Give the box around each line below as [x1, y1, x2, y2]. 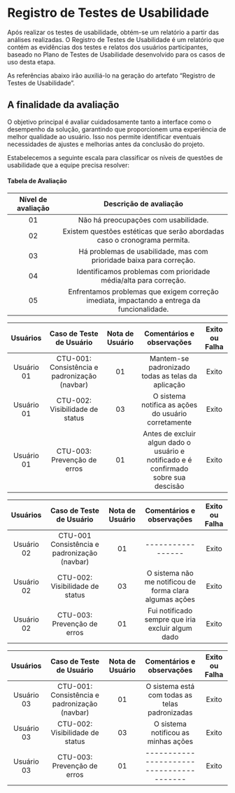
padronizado [148, 362, 190, 372]
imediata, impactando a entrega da [86, 295, 201, 305]
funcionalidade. [117, 304, 169, 314]
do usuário [151, 408, 187, 418]
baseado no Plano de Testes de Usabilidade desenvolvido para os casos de [7, 50, 225, 59]
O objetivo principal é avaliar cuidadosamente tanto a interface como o [7, 117, 212, 126]
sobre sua [152, 472, 186, 482]
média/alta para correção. [101, 275, 187, 285]
